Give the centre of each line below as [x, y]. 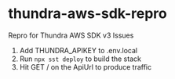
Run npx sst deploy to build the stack [80, 59]
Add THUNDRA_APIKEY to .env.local [78, 50]
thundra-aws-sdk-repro [87, 14]
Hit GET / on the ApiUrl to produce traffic [85, 66]
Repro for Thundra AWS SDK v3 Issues [71, 35]
